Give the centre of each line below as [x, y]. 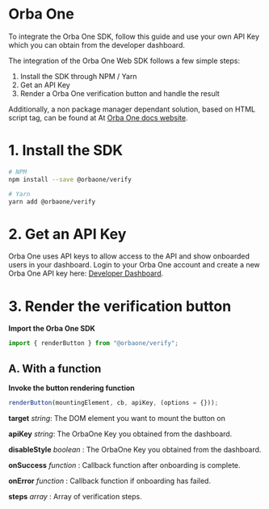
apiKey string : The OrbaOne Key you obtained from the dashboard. [120, 434]
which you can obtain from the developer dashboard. [97, 44]
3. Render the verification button [120, 306]
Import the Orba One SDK [52, 329]
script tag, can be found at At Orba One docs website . [98, 117]
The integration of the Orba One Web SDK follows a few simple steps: [124, 61]
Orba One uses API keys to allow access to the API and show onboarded [129, 256]
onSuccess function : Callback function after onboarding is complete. [124, 465]
